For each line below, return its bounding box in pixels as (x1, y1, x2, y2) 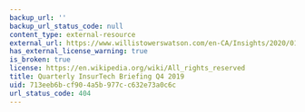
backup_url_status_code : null (9, 22, 124, 31)
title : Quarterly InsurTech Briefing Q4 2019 (9, 72, 184, 81)
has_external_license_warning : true (9, 47, 148, 56)
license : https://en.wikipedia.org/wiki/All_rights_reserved (9, 64, 246, 73)
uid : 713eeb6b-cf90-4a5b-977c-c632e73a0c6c (9, 80, 177, 89)
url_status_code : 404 (9, 89, 92, 98)
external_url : (9, 38, 64, 48)
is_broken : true (9, 55, 71, 64)
